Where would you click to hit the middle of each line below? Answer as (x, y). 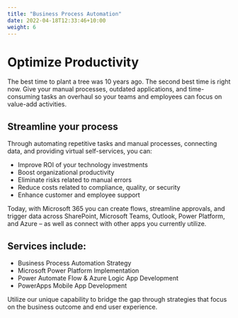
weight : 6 (22, 27)
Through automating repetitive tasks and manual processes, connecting (112, 144)
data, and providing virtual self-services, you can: (80, 151)
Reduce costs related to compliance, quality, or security (99, 188)
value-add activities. (37, 104)
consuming (24, 97)
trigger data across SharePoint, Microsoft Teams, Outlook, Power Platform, (116, 216)
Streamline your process (63, 126)
